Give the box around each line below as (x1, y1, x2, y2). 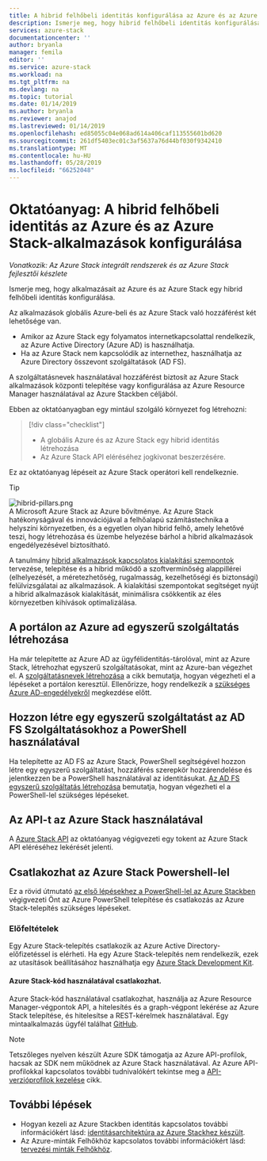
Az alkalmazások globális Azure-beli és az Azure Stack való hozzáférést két (9, 307, 257, 317)
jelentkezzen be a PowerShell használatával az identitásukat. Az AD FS (9, 773, 240, 783)
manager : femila (9, 48, 63, 56)
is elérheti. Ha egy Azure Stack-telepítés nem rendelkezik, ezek (51, 949, 259, 959)
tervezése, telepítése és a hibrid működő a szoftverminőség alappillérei (9, 563, 242, 573)
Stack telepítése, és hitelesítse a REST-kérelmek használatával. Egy (9, 1010, 229, 1020)
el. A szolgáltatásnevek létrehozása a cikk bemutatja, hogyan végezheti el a (9, 670, 256, 680)
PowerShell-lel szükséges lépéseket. (9, 790, 129, 800)
